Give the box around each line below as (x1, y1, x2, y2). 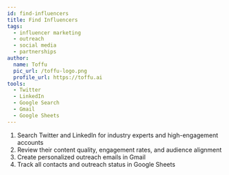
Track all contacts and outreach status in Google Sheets (16, 160, 176, 168)
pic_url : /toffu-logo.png (13, 67, 88, 74)
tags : (7, 23, 23, 30)
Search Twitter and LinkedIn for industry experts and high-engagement (16, 131, 219, 139)
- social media (13, 42, 57, 49)
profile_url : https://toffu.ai (13, 73, 103, 81)
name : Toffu (13, 61, 48, 68)
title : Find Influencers (7, 16, 78, 23)
